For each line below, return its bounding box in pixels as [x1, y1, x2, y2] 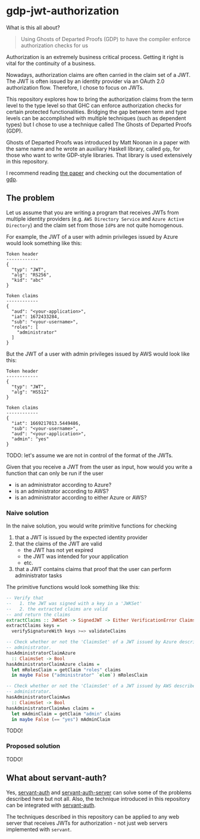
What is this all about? [6, 24, 61, 31]
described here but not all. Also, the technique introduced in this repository [6, 795, 190, 802]
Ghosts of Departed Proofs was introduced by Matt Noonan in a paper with [6, 138, 190, 146]
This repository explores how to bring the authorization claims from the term [6, 95, 193, 103]
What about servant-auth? [6, 773, 107, 783]
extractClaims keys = [6, 622, 60, 629]
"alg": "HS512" [11, 389, 49, 395]
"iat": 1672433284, [11, 313, 60, 320]
